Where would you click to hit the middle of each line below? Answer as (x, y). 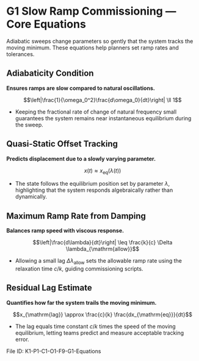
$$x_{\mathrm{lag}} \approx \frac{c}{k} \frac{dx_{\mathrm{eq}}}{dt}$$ (103, 314)
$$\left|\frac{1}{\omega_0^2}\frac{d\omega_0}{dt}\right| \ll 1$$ (103, 100)
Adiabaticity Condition (50, 74)
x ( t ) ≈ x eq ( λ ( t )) (103, 171)
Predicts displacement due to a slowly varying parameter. (81, 159)
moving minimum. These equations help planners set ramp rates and (92, 48)
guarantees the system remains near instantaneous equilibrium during (103, 118)
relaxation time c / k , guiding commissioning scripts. (79, 268)
